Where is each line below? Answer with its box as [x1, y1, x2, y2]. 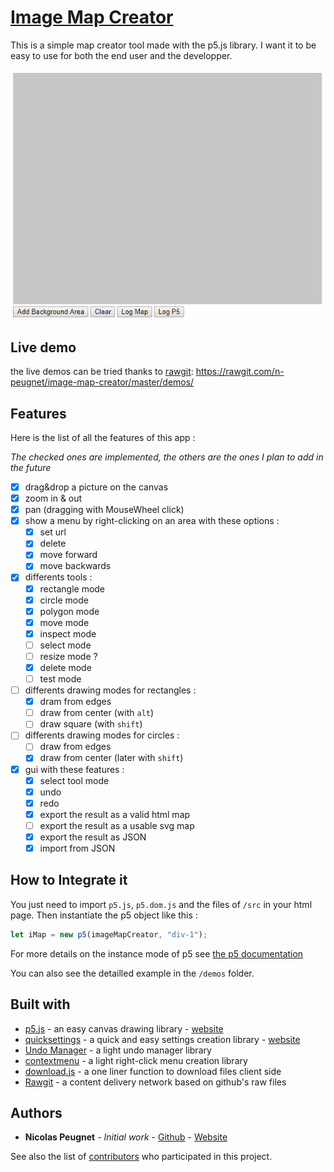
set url [39, 526, 67, 538]
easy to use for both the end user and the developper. [10, 49, 233, 61]
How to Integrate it [10, 872, 128, 889]
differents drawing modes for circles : [24, 729, 180, 741]
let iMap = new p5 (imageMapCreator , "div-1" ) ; [10, 929, 208, 940]
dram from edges [39, 696, 112, 708]
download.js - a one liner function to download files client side [24, 1065, 282, 1077]
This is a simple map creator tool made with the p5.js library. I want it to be [10, 39, 317, 51]
